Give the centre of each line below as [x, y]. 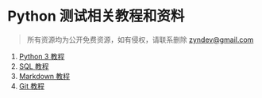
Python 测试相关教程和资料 [96, 16]
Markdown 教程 [44, 76]
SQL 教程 [34, 66]
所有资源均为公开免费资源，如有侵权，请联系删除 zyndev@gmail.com [140, 40]
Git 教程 [32, 86]
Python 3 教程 [42, 56]
